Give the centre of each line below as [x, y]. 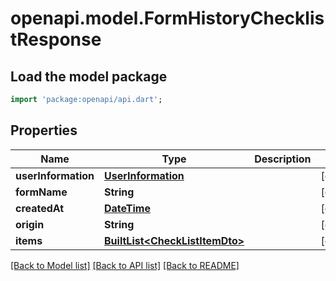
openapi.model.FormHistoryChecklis [167, 18]
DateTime [127, 208]
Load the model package [89, 76]
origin [30, 224]
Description [283, 159]
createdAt [40, 208]
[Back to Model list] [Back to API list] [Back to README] [125, 265]
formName [41, 192]
